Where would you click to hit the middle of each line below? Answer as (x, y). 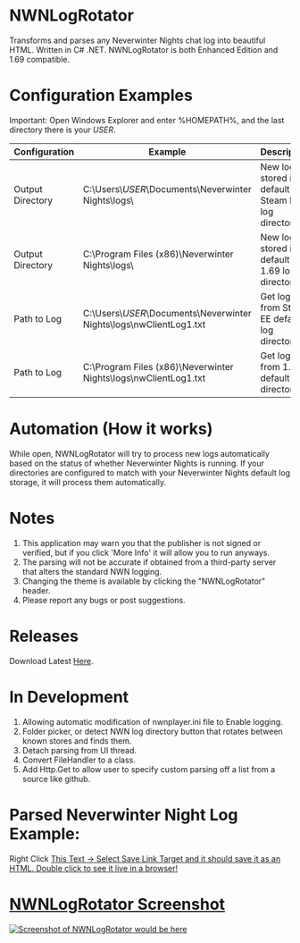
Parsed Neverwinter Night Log (124, 815)
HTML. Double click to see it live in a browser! (94, 868)
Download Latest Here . (51, 661)
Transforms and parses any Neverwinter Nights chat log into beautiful (137, 40)
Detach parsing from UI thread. (79, 750)
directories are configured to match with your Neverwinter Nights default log (150, 472)
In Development (69, 697)
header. (36, 590)
